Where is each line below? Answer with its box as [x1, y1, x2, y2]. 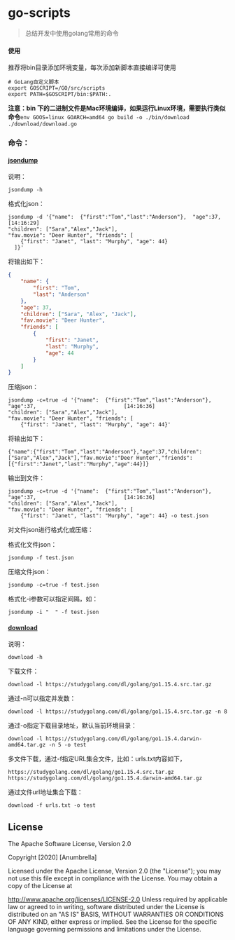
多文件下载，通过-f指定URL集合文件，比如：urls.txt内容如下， [8, 755, 186, 763]
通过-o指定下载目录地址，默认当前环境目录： [8, 721, 137, 730]
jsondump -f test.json [8, 554, 74, 561]
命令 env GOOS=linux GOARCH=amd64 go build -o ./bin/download [8, 113, 190, 121]
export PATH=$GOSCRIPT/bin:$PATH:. [8, 91, 112, 98]
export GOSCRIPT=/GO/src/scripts [8, 85, 106, 92]
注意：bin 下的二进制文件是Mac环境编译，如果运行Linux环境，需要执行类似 [8, 104, 226, 113]
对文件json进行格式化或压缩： [8, 526, 94, 534]
